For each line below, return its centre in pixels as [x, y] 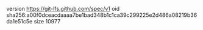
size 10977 [47, 21]
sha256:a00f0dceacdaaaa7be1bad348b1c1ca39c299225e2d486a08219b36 [102, 15]
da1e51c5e [20, 21]
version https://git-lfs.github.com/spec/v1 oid [63, 9]
